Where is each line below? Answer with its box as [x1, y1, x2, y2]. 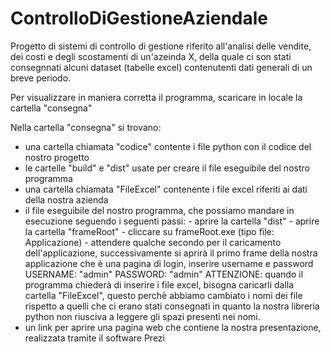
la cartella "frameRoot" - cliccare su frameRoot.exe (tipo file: [24, 225, 275, 237]
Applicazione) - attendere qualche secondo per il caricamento [24, 236, 282, 248]
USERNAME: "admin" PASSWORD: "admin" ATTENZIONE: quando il [24, 268, 304, 280]
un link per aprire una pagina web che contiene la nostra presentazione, [24, 321, 322, 333]
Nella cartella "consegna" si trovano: [10, 121, 162, 133]
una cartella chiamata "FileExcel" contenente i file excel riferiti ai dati [24, 183, 308, 195]
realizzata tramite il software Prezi [24, 332, 165, 344]
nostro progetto [24, 151, 90, 163]
